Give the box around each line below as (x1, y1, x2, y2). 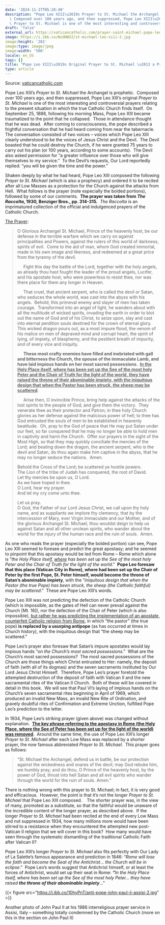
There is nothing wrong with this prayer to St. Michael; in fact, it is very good (5, 787, 160, 793)
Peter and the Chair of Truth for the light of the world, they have (17, 372, 150, 377)
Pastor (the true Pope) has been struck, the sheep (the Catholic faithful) (5, 583, 151, 588)
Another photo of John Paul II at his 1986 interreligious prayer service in (5, 904, 151, 910)
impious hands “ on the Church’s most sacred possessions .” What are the (5, 648, 154, 654)
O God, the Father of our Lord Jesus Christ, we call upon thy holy (17, 505, 149, 511)
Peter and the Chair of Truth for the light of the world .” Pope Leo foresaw (5, 561, 155, 567)
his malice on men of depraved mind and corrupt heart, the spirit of (17, 331, 154, 337)
